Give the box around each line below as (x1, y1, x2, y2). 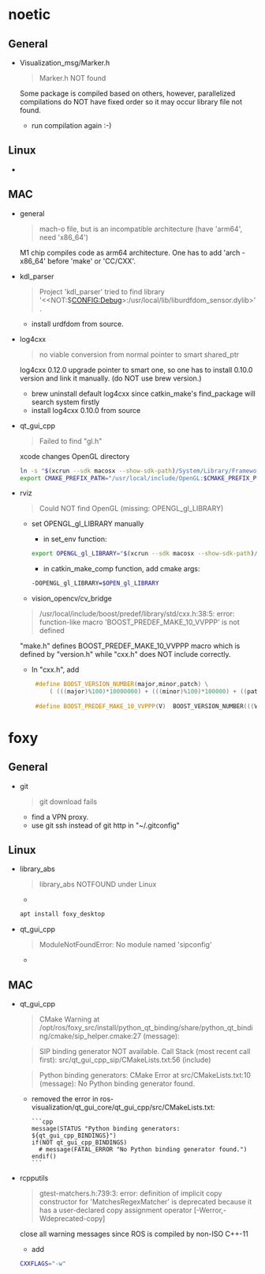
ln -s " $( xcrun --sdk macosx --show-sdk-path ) (19, 467, 176, 475)
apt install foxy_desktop (19, 910, 105, 919)
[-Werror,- (193, 1205, 227, 1215)
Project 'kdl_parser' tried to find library (39, 286, 166, 296)
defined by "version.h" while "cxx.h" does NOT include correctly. (19, 650, 231, 659)
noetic (8, 6, 51, 24)
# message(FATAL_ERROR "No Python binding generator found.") (38, 1146, 248, 1154)
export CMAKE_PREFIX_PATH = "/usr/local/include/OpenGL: (19, 474, 204, 482)
